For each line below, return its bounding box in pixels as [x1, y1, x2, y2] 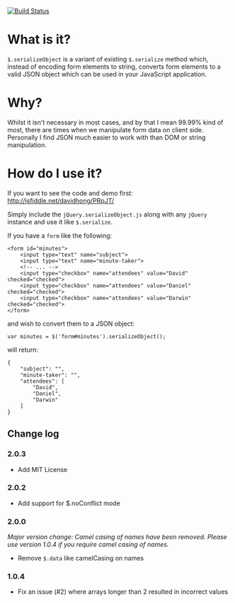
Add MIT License [17, 465, 68, 473]
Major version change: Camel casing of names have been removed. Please [7, 533, 228, 541]
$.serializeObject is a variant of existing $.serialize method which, [7, 54, 209, 63]
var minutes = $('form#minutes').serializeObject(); [7, 333, 166, 340]
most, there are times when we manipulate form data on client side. [7, 125, 204, 134]
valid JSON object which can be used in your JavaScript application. [7, 69, 207, 78]
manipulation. [7, 140, 47, 149]
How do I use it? [7, 166, 103, 182]
